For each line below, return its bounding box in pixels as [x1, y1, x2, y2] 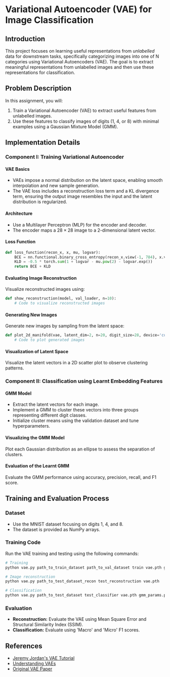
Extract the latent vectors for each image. [12, 401, 100, 407]
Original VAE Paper [12, 666, 53, 672]
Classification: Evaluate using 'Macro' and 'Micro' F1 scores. [12, 627, 140, 633]
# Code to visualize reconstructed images [14, 300, 105, 306]
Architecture [5, 210, 33, 216]
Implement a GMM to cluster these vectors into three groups [12, 407, 139, 413]
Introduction [5, 34, 46, 43]
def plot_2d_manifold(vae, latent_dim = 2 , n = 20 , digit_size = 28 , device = [5, 333, 159, 338]
